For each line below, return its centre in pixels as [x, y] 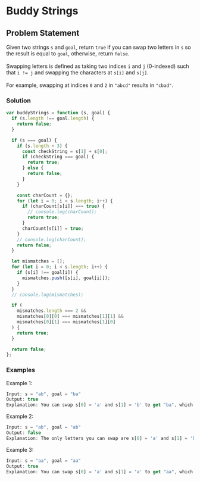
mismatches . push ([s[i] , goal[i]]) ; [66, 278]
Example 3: [20, 449]
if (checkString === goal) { [58, 157]
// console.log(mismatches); [48, 295]
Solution [19, 101]
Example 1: [19, 383]
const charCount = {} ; [45, 195]
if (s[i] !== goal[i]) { [48, 273]
